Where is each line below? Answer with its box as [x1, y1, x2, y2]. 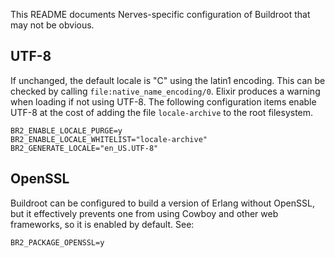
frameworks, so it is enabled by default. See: [10, 218, 195, 230]
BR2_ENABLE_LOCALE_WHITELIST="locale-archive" [10, 134, 208, 144]
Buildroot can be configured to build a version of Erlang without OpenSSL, [10, 197, 315, 209]
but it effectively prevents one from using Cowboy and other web [10, 207, 279, 219]
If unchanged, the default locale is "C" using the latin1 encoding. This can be [10, 74, 326, 86]
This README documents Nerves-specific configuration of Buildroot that [10, 9, 311, 20]
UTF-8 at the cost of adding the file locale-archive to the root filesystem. [10, 106, 314, 118]
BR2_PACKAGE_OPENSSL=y [10, 237, 105, 248]
